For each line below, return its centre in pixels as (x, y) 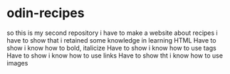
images (17, 63)
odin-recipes (46, 13)
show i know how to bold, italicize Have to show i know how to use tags (111, 48)
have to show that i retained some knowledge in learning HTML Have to (111, 40)
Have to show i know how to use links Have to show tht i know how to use (115, 55)
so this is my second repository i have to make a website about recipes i (112, 33)
